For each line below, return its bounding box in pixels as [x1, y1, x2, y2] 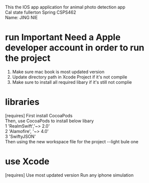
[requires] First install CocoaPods [5, 112, 73, 118]
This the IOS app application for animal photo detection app [5, 4, 125, 10]
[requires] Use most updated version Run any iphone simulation [5, 172, 134, 178]
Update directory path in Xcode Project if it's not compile [12, 74, 127, 80]
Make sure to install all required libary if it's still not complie [12, 79, 132, 85]
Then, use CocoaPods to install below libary [5, 118, 94, 124]
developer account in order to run [5, 42, 145, 53]
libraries [5, 97, 40, 107]
